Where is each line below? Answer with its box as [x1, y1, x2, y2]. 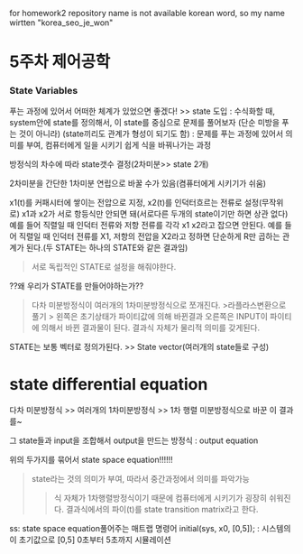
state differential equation [9, 374, 208, 394]
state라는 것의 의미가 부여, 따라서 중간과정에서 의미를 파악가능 [31, 474, 250, 485]
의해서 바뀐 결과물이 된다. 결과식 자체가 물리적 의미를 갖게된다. [41, 322, 260, 333]
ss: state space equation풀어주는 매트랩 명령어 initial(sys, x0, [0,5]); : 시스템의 [9, 523, 291, 534]
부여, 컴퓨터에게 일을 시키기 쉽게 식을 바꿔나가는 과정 [25, 140, 212, 151]
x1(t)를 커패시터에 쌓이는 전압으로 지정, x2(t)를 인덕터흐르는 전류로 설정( [9, 198, 262, 208]
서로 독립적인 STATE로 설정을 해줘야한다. [31, 262, 177, 272]
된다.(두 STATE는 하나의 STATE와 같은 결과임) [25, 243, 188, 254]
